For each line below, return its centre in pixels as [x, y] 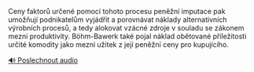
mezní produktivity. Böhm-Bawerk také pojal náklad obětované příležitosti [127, 36]
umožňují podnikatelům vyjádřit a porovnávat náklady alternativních [118, 20]
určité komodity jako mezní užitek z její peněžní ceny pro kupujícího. [119, 45]
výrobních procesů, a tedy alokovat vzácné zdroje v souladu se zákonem [126, 28]
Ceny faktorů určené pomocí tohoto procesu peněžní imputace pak [117, 11]
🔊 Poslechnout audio [43, 60]
